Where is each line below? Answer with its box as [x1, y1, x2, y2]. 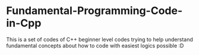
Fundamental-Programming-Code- [6, 4, 183, 18]
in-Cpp [6, 16, 42, 30]
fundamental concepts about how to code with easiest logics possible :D [6, 42, 184, 49]
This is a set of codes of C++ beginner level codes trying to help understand [6, 36, 193, 43]
